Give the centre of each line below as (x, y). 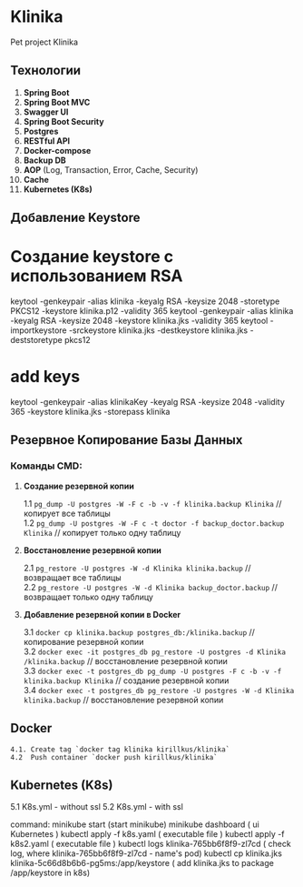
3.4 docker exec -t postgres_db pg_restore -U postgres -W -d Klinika (159, 690)
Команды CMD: (46, 466)
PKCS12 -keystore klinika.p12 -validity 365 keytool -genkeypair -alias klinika (152, 311)
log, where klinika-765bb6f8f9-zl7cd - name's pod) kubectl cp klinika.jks (146, 853)
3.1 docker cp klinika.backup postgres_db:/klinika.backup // (139, 632)
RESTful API (47, 141)
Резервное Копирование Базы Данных (127, 440)
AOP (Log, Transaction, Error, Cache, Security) (111, 169)
